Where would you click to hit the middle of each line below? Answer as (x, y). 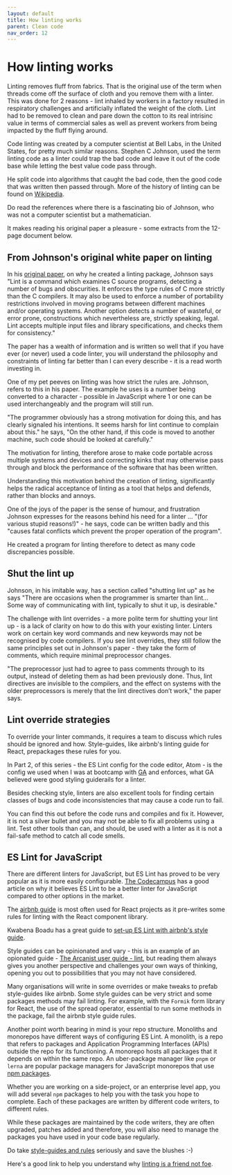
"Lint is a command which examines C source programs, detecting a (105, 281)
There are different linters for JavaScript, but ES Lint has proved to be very (114, 874)
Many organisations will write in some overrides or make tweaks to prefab (113, 987)
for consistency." (31, 333)
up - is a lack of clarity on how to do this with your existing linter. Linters (110, 626)
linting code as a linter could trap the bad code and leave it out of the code (114, 159)
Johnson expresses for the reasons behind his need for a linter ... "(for (107, 516)
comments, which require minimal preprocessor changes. (89, 655)
